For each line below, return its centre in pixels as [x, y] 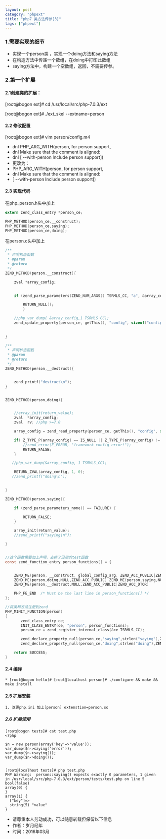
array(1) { [16, 796]
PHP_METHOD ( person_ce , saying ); [37, 226]
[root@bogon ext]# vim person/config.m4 [48, 137]
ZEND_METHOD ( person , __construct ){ [41, 273]
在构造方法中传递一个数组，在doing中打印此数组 [62, 60]
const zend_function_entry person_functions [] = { [58, 562]
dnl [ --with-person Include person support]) [58, 157]
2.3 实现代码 [18, 191]
